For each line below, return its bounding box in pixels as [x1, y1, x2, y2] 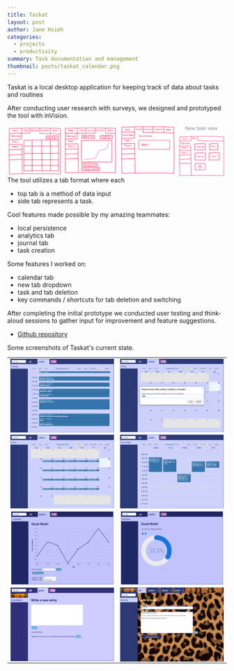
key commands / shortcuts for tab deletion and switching [17, 295, 181, 304]
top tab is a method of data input [17, 189, 111, 198]
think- [204, 309, 221, 317]
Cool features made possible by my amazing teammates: [7, 210, 171, 219]
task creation [17, 246, 56, 254]
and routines [7, 90, 44, 98]
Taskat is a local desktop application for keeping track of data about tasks [7, 82, 219, 91]
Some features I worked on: [7, 259, 87, 268]
